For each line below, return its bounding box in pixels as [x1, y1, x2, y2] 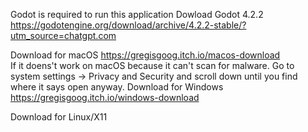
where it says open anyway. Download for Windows [10, 81, 224, 93]
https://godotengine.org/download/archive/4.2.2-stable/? [10, 19, 247, 31]
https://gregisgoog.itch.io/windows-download [10, 92, 200, 103]
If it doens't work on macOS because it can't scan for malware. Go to [10, 60, 295, 71]
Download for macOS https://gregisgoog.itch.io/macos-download [10, 49, 281, 61]
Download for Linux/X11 [10, 111, 108, 123]
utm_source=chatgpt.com [10, 30, 117, 41]
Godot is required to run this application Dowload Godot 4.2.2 [10, 9, 264, 20]
